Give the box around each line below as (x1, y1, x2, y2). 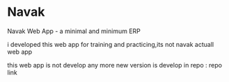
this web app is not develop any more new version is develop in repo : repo (7, 61, 223, 69)
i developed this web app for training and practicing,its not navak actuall (7, 40, 214, 48)
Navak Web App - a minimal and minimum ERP (7, 27, 141, 35)
